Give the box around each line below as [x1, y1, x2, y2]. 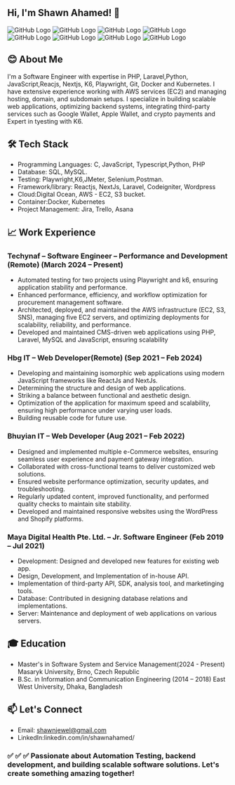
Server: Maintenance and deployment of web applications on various [17, 609, 217, 618]
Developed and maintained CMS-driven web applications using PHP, [17, 328, 216, 337]
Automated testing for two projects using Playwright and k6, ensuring [17, 275, 219, 285]
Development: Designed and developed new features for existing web [17, 557, 220, 566]
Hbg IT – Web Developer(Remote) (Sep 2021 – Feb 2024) [7, 353, 203, 363]
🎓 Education [7, 637, 67, 650]
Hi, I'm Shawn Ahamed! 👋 [7, 7, 121, 19]
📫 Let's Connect [7, 703, 83, 715]
